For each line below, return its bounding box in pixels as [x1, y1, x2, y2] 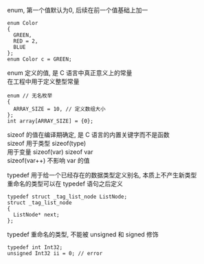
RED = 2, [13, 38, 38, 45]
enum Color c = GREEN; [7, 56, 72, 63]
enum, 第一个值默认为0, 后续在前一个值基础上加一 [7, 6, 148, 14]
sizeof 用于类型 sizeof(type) [7, 140, 87, 147]
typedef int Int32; [7, 244, 63, 251]
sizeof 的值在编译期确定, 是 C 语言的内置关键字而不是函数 [7, 131, 170, 139]
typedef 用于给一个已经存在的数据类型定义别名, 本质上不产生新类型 [7, 171, 197, 179]
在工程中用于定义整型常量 [7, 78, 80, 85]
